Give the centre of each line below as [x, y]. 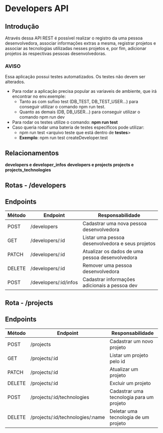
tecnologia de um [129, 417]
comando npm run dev [42, 117]
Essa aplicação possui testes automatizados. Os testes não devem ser [75, 77]
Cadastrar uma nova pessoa [114, 224]
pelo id [117, 361]
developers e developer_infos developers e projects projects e [70, 165]
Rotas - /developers [36, 185]
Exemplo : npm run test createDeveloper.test [64, 138]
